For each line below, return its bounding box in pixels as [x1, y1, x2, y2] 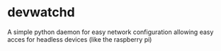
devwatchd [7, 4, 76, 21]
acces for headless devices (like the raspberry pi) [7, 35, 152, 43]
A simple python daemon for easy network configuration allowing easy [7, 28, 214, 36]
